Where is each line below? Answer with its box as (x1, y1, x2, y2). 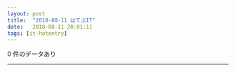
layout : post (7, 10, 46, 17)
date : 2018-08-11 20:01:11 (7, 23, 93, 30)
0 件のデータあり (7, 50, 56, 58)
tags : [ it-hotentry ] (7, 29, 68, 37)
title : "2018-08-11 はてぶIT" (7, 17, 96, 24)
